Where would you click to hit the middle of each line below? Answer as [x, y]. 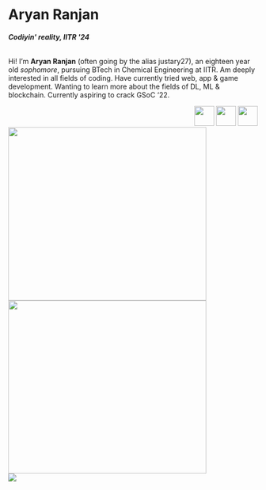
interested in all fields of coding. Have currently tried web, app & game [123, 78]
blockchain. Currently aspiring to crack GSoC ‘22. [89, 95]
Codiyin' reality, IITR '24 [49, 36]
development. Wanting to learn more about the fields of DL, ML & [114, 87]
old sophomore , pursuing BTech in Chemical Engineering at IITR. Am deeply [132, 70]
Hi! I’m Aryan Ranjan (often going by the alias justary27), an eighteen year [129, 62]
